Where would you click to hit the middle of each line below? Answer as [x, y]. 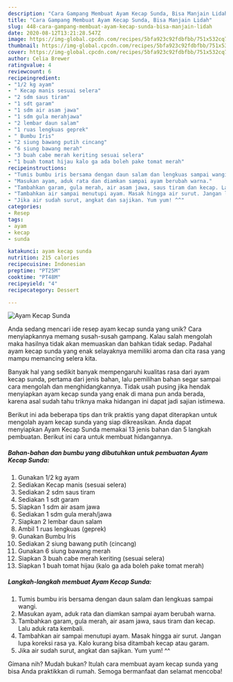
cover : [17, 53]
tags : [16, 219]
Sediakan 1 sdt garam [48, 500]
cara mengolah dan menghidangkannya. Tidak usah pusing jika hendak [109, 387]
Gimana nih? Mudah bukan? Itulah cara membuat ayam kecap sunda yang [113, 664]
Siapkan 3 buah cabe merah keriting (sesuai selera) [91, 559]
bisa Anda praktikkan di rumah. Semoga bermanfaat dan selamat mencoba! [115, 672]
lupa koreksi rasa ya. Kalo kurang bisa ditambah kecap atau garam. [113, 643]
